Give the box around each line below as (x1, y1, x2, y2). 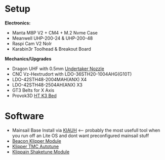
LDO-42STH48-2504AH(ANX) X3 (12, 82, 83, 88)
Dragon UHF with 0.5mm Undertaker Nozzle (12, 66, 104, 72)
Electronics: (5, 20, 31, 26)
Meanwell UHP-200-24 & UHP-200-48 (12, 35, 93, 41)
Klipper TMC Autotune (12, 143, 59, 149)
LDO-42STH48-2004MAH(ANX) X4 (12, 76, 87, 82)
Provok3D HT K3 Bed (12, 92, 57, 99)
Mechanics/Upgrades (5, 55, 52, 61)
